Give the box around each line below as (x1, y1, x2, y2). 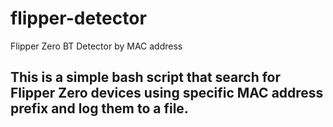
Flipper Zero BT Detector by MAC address (10, 40, 183, 52)
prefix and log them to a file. (10, 100, 189, 117)
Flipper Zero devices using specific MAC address (10, 85, 324, 102)
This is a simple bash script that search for (10, 69, 282, 86)
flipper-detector (10, 7, 147, 30)
